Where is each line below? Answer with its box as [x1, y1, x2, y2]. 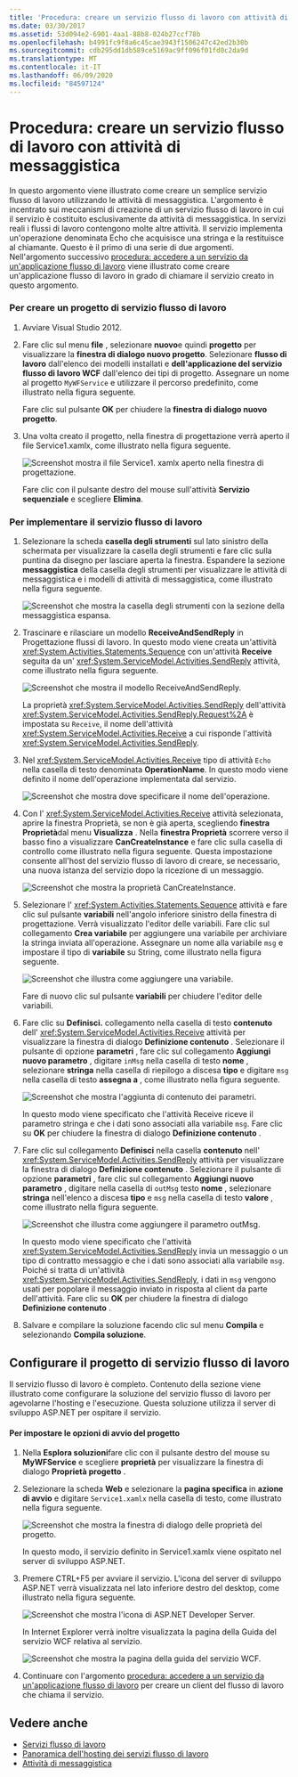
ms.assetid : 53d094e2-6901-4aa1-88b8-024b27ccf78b [9, 29, 201, 38]
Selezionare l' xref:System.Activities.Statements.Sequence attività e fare [21, 900, 287, 910]
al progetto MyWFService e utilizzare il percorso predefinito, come [21, 377, 259, 387]
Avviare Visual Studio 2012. [21, 322, 123, 332]
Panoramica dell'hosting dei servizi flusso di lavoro [21, 1748, 209, 1759]
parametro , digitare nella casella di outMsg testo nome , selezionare [21, 1183, 272, 1194]
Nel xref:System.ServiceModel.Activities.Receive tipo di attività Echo [21, 754, 271, 766]
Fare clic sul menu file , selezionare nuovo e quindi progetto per [21, 339, 257, 350]
